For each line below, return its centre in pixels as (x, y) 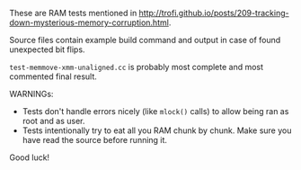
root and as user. (53, 121)
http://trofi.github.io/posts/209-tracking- (214, 13)
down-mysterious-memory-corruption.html (89, 22)
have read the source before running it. (95, 140)
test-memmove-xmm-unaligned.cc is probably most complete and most (136, 67)
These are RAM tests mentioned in (73, 13)
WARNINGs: (31, 94)
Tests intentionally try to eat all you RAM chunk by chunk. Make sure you (157, 130)
